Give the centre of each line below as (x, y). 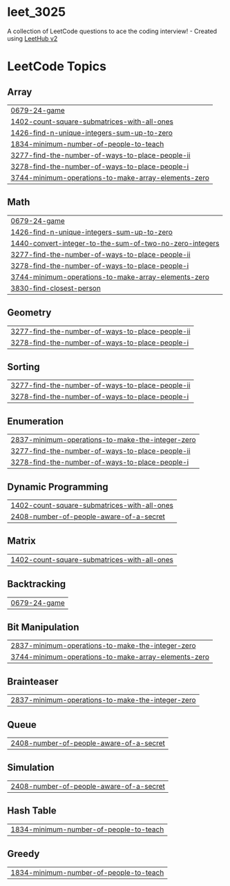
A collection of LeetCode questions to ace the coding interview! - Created (112, 31)
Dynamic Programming (58, 487)
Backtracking (37, 584)
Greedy (23, 854)
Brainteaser (33, 681)
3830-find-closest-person (56, 288)
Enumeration (36, 421)
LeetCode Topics (57, 67)
